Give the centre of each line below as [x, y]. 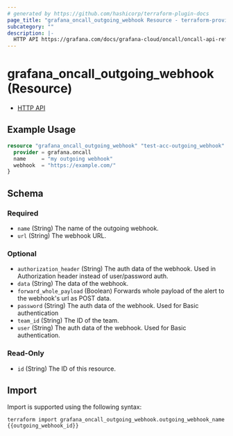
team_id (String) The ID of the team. [68, 321]
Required [23, 213]
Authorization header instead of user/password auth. [93, 276]
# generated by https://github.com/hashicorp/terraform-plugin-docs [108, 14]
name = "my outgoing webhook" [63, 159]
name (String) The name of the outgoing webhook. [88, 228]
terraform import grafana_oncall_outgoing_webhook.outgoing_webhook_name [116, 420]
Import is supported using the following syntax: [75, 407]
